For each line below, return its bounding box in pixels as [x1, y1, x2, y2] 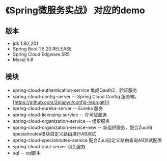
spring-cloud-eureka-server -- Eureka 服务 [12, 105, 103, 111]
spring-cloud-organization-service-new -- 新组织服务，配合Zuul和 [12, 124, 153, 130]
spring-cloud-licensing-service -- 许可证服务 [12, 112, 107, 118]
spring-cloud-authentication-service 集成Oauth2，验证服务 [12, 87, 137, 93]
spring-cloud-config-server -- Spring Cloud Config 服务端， [12, 93, 139, 99]
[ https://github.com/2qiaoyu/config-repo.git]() [12, 99, 110, 105]
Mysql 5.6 [12, 57, 34, 63]
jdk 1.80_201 [12, 40, 39, 46]
